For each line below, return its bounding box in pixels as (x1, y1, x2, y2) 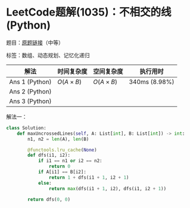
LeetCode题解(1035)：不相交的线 (6, 5, 172, 19)
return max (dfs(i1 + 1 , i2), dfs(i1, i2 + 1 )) (48, 185, 167, 191)
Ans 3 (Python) (9, 97, 52, 105)
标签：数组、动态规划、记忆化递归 (6, 51, 90, 58)
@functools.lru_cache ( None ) (27, 147, 97, 153)
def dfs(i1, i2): (27, 153, 70, 159)
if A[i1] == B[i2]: (38, 169, 86, 175)
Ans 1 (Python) (9, 77, 52, 86)
